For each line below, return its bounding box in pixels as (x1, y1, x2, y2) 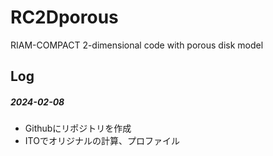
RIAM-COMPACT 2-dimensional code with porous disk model (10, 39, 264, 51)
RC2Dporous (10, 6, 119, 29)
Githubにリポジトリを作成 (24, 122, 132, 135)
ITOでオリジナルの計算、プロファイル (24, 135, 180, 147)
